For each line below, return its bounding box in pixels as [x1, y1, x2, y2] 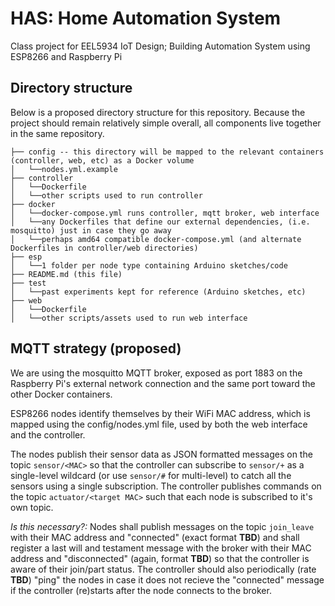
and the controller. [10, 428, 86, 441]
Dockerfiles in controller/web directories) [10, 243, 199, 253]
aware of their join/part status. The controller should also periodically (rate [10, 563, 317, 575]
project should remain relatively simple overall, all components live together [10, 117, 322, 129]
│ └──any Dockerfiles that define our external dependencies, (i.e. [10, 217, 311, 227]
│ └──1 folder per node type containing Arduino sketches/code [10, 260, 288, 271]
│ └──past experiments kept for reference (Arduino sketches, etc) [10, 287, 307, 297]
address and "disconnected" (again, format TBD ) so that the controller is [10, 552, 310, 564]
